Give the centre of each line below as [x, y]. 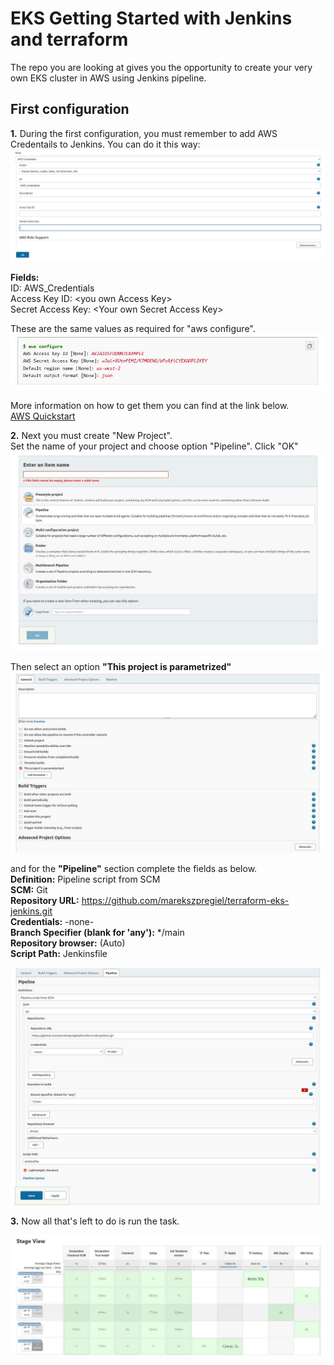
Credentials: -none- [52, 922]
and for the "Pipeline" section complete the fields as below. [134, 869]
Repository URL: [45, 901]
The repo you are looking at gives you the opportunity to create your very [161, 67]
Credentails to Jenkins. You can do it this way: [105, 144]
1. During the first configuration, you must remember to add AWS [144, 133]
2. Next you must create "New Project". [91, 436]
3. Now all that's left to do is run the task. [95, 1221]
